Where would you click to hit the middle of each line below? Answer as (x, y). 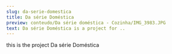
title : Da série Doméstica (40, 17)
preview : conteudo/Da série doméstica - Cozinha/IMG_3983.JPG (86, 23)
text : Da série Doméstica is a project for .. (66, 28)
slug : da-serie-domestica (39, 12)
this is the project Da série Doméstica (53, 45)
